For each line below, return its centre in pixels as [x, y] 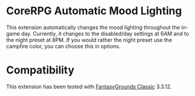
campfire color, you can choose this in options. [63, 46]
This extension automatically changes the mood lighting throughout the [93, 27]
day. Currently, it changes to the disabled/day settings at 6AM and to [105, 33]
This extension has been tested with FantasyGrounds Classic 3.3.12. [89, 87]
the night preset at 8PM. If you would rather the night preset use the [89, 40]
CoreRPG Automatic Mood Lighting [94, 11]
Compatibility [40, 70]
